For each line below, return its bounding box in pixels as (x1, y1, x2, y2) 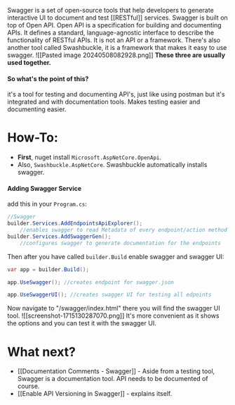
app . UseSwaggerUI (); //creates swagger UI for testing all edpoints (7, 292, 212, 299)
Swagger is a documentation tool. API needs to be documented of (17, 375, 208, 383)
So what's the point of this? (7, 74, 89, 83)
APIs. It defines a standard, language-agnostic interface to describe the (7, 28, 215, 37)
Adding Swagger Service (7, 184, 82, 192)
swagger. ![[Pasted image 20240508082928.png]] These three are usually (7, 51, 226, 59)
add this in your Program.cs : (7, 200, 88, 208)
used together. (7, 58, 51, 66)
